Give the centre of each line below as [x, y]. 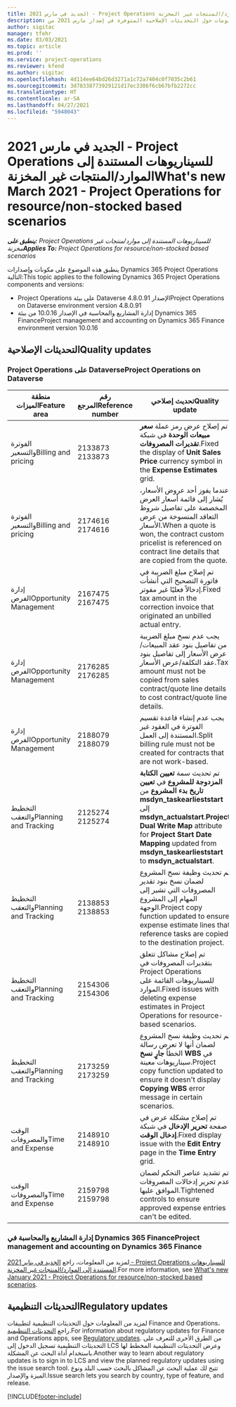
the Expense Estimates [178, 470]
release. [19, 1383]
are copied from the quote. [184, 561]
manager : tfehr [29, 33]
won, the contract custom [182, 534]
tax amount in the [168, 598]
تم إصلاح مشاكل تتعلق [172, 954]
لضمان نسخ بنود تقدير [172, 881]
